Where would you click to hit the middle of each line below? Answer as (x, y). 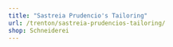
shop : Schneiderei (39, 30)
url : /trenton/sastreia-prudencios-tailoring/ (87, 23)
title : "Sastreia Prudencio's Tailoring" (78, 16)
